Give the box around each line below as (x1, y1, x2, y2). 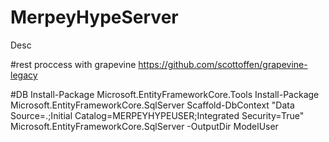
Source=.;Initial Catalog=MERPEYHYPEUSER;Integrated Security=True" (10, 109, 305, 121)
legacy (10, 69, 38, 81)
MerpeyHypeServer (10, 6, 179, 29)
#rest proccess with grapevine (10, 58, 137, 70)
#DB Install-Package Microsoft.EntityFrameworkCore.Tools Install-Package (10, 88, 320, 100)
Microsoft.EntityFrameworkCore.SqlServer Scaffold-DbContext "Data (10, 99, 295, 111)
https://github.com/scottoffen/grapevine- (138, 58, 308, 70)
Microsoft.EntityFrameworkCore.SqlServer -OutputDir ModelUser (10, 120, 279, 132)
